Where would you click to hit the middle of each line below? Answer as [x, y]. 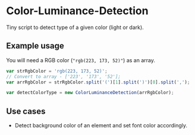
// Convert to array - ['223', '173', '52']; [63, 76]
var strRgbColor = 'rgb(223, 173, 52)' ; [57, 71]
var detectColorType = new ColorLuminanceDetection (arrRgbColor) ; [90, 93]
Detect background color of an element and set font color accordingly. [101, 126]
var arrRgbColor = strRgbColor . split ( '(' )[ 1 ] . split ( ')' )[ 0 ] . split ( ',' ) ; [98, 82]
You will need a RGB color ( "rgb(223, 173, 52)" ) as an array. [81, 60]
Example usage [35, 46]
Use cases [26, 111]
